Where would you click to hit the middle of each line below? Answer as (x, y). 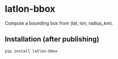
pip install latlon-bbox (31, 51)
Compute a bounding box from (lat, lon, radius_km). (59, 23)
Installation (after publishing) (52, 39)
